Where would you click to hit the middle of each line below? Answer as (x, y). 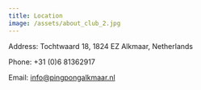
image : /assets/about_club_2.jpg (65, 23)
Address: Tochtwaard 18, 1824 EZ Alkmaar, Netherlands (101, 46)
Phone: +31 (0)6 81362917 (52, 62)
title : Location (36, 16)
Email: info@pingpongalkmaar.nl (62, 77)
